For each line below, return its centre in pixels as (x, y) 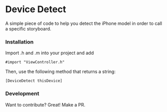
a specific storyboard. (29, 28)
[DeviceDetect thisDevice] (34, 81)
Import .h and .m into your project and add (50, 53)
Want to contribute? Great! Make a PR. (45, 104)
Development (22, 94)
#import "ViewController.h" (35, 62)
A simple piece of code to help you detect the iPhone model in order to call (84, 23)
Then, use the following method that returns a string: (61, 71)
